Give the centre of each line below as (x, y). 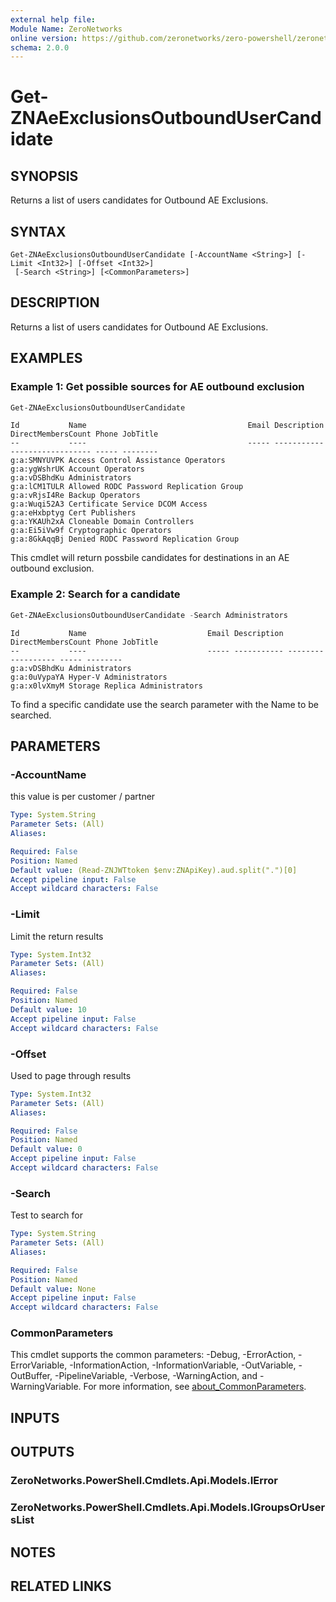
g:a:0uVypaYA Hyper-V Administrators (89, 677)
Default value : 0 (46, 1149)
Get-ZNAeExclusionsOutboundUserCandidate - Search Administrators (149, 615)
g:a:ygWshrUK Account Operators (77, 469)
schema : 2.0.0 (40, 47)
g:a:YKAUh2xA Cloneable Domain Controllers (102, 522)
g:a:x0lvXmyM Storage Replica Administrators (106, 686)
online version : (44, 38)
